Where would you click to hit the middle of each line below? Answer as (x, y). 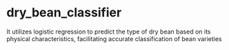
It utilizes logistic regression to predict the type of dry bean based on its (109, 32)
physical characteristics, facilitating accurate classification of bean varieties (114, 38)
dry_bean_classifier (64, 13)
